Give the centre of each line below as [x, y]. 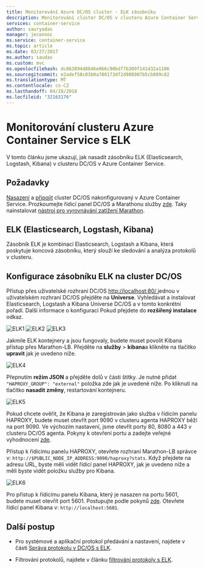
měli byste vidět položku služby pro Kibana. [61, 471]
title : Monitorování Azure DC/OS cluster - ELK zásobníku [81, 12]
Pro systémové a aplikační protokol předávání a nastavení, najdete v [100, 541]
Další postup [31, 527]
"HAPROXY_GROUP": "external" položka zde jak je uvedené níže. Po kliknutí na [102, 384]
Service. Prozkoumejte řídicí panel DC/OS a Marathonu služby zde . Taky [97, 204]
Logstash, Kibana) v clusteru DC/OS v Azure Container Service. [86, 163]
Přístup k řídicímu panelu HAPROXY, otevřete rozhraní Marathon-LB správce [102, 451]
